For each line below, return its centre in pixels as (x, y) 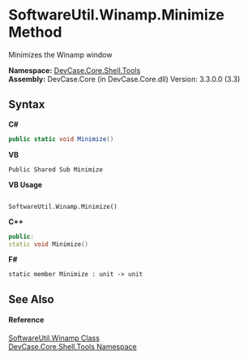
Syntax (27, 104)
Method (35, 32)
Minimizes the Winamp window (60, 54)
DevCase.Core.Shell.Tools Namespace (73, 346)
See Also (31, 299)
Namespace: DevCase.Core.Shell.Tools (75, 70)
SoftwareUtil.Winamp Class (54, 338)
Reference (26, 320)
